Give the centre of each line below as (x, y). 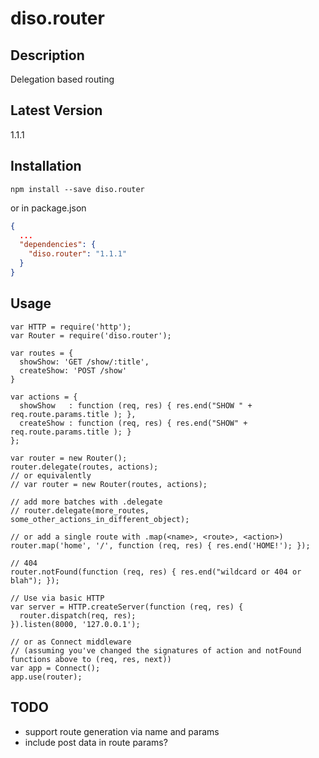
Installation (46, 166)
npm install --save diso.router (77, 189)
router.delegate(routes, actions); (84, 467)
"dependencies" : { (58, 245)
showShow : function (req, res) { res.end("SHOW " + (136, 405)
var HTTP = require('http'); (71, 327)
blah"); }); (35, 580)
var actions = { (44, 397)
